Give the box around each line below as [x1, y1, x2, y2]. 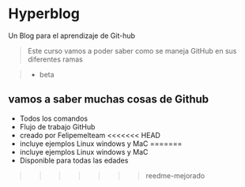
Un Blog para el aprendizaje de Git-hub [8, 31, 136, 40]
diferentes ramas [27, 54, 83, 64]
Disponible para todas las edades [19, 155, 129, 165]
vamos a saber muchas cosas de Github [8, 92, 209, 107]
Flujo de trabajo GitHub [19, 122, 96, 131]
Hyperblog [8, 5, 81, 23]
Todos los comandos [19, 114, 89, 123]
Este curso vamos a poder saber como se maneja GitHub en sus [27, 46, 237, 55]
